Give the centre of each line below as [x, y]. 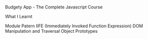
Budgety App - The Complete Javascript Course [54, 7]
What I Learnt [19, 16]
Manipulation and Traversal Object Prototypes [51, 31]
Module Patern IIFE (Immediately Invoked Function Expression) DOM [74, 26]
